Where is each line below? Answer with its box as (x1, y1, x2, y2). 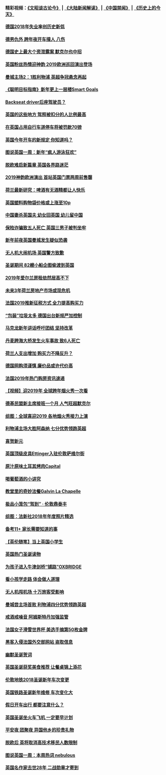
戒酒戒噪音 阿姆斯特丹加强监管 (5, 614, 69, 620)
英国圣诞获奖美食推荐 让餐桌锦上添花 (5, 664, 82, 670)
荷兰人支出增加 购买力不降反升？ (5, 350, 73, 356)
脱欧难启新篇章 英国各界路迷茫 (5, 161, 69, 167)
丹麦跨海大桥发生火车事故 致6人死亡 (5, 338, 80, 344)
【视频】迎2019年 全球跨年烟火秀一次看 (5, 388, 88, 394)
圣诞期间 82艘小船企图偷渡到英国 (5, 262, 74, 268)
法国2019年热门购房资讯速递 (5, 375, 65, 381)
